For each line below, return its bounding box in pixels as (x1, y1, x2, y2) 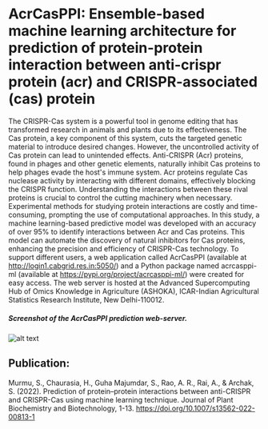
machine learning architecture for (8, 22, 237, 40)
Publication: (8, 357, 70, 371)
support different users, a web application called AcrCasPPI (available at (8, 252, 247, 262)
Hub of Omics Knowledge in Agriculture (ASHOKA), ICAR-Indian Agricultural (8, 286, 260, 296)
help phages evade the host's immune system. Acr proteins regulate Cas (8, 167, 248, 177)
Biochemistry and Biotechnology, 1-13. (8, 403, 134, 413)
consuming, (8, 210, 47, 219)
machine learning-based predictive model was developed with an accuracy (8, 218, 257, 228)
